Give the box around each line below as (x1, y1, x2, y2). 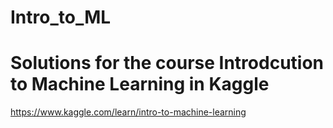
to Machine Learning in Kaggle (10, 73, 270, 96)
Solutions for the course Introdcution (10, 52, 325, 75)
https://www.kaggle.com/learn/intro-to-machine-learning (10, 106, 247, 118)
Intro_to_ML (10, 6, 112, 29)
